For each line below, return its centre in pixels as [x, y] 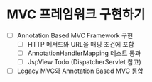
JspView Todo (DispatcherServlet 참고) [84, 62]
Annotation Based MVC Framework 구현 [75, 35]
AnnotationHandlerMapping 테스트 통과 [84, 53]
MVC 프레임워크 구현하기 [76, 14]
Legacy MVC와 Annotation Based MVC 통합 [80, 71]
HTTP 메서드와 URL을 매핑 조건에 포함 [81, 44]
